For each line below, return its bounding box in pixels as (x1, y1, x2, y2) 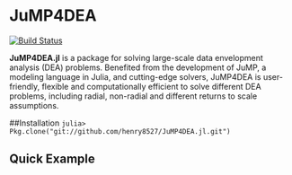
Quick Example (9, 152, 96, 167)
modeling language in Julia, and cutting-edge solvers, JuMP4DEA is (9, 71, 261, 82)
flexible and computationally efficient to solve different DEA (41, 81, 262, 92)
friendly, (9, 81, 40, 92)
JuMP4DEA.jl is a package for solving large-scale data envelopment (9, 52, 263, 63)
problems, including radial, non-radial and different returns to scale (9, 91, 258, 101)
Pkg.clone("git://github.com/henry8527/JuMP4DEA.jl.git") (9, 127, 231, 136)
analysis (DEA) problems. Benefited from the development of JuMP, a (9, 62, 267, 73)
